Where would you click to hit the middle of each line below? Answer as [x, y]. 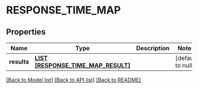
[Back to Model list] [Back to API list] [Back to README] [74, 80]
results [19, 62]
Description [153, 48]
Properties [26, 32]
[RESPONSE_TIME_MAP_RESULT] [82, 65]
